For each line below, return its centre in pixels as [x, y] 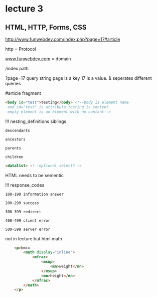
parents [13, 148]
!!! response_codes [25, 185]
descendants [18, 130]
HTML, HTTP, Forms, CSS [46, 27]
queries [13, 84]
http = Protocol [21, 49]
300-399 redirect [23, 212]
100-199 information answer [35, 194]
